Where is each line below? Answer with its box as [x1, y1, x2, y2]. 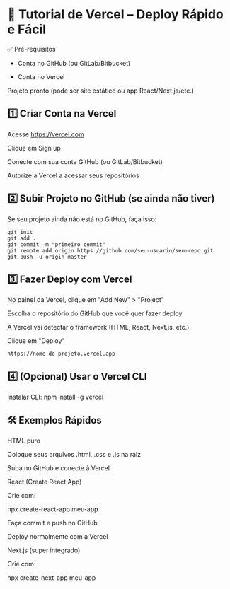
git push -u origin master [7, 253, 87, 260]
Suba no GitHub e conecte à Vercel [7, 464, 110, 472]
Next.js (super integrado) [7, 546, 81, 554]
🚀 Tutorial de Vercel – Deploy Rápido [7, 6, 224, 23]
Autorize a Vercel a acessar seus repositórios [7, 171, 139, 180]
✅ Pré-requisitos [7, 45, 56, 53]
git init [7, 228, 33, 235]
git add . [7, 235, 37, 242]
